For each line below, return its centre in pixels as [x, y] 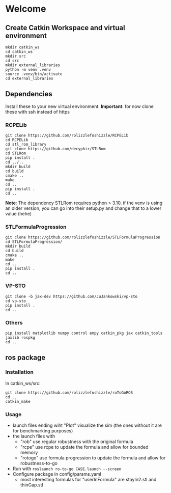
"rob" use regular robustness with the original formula [77, 442]
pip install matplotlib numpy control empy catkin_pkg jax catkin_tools [84, 333]
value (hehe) [19, 214]
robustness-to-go [39, 463]
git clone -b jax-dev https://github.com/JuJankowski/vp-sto [72, 296]
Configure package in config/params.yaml [57, 474]
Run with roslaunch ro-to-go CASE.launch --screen [67, 469]
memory [29, 452]
